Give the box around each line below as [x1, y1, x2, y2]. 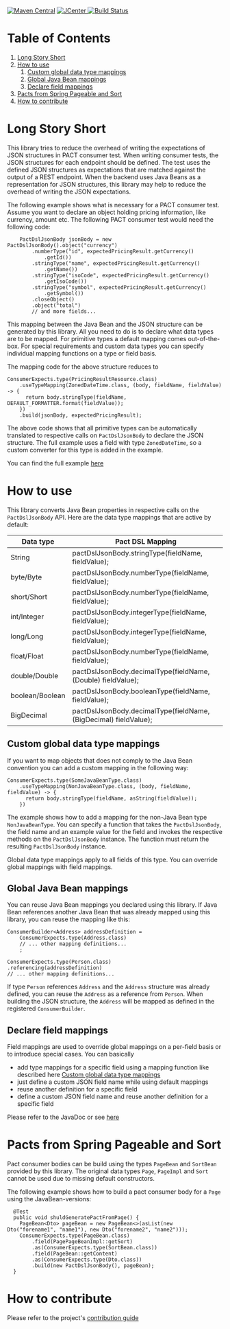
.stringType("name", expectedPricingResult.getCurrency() [31, 259, 201, 267]
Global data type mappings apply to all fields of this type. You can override [7, 855, 218, 864]
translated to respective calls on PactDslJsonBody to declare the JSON [7, 431, 204, 439]
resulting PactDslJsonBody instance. [7, 842, 107, 851]
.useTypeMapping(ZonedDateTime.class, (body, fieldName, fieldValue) [19, 382, 222, 389]
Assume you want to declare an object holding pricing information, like [7, 208, 207, 216]
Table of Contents [7, 31, 111, 46]
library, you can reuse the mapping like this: [7, 915, 130, 923]
